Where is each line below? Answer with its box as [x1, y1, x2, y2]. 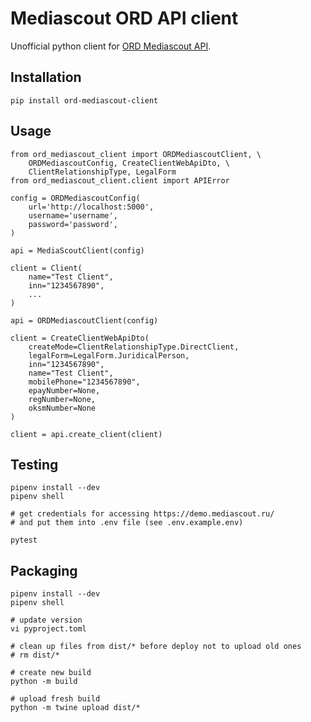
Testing [10, 456, 59, 473]
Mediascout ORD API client [10, 7, 239, 30]
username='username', [28, 210, 118, 221]
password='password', [28, 219, 118, 229]
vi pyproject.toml [10, 624, 87, 634]
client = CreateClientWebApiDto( [10, 333, 150, 343]
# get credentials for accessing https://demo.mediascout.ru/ [10, 509, 275, 519]
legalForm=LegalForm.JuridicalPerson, [28, 350, 190, 361]
